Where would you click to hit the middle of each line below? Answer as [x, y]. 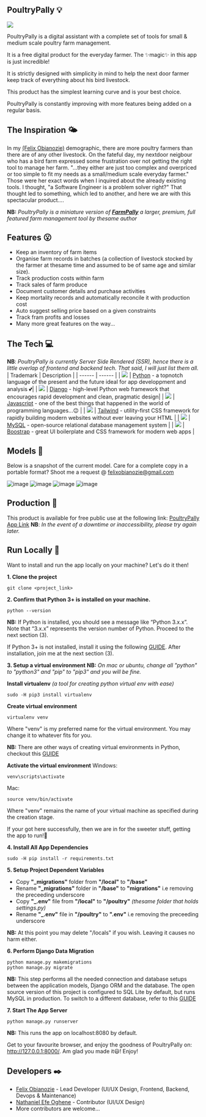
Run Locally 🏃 [33, 550]
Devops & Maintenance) [46, 1096]
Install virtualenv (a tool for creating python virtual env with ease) [90, 683]
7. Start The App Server [37, 1010]
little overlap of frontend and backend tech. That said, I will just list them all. [103, 368]
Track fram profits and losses [53, 317]
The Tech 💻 [30, 344]
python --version [29, 611]
